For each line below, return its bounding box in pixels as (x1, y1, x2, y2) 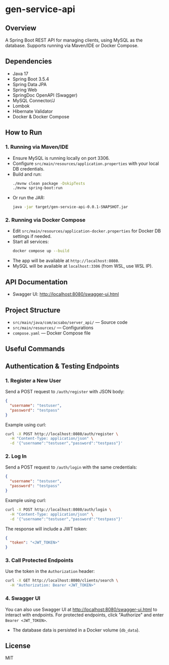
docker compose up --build (12, 248, 70, 254)
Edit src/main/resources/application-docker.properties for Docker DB (12, 228, 161, 234)
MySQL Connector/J (12, 97, 55, 103)
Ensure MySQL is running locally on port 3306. (12, 155, 110, 161)
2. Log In (5, 453, 27, 460)
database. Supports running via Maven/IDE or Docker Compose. (5, 43, 139, 49)
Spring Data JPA (12, 81, 47, 87)
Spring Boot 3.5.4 (12, 76, 49, 82)
